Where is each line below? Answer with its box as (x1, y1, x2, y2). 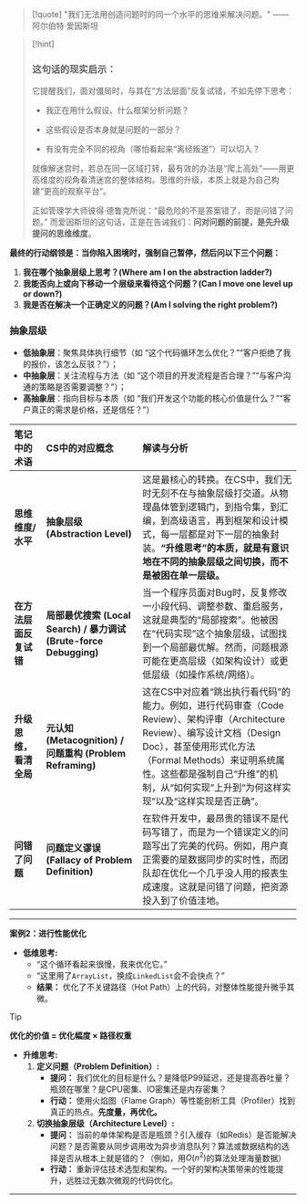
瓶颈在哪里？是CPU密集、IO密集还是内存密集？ (49, 1084, 228, 1094)
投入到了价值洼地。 (142, 894, 225, 906)
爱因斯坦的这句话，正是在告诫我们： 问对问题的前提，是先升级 (57, 216, 290, 227)
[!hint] (31, 38, 55, 49)
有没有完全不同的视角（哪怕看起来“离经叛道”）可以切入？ (45, 143, 260, 154)
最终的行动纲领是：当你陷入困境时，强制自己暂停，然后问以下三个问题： (9, 247, 280, 258)
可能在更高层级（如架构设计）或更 (142, 654, 289, 667)
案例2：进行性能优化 (9, 927, 87, 938)
